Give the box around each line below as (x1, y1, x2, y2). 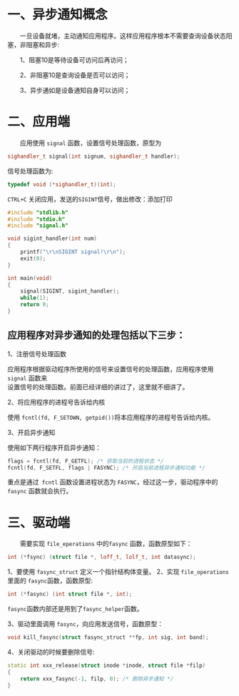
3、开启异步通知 (7, 428, 56, 436)
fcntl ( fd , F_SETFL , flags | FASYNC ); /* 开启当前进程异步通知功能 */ (7, 464, 205, 471)
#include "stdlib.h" (7, 208, 69, 216)
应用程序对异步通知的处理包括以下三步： (7, 329, 185, 341)
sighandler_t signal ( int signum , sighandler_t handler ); (7, 153, 180, 160)
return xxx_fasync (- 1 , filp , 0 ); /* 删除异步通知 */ (20, 675, 174, 682)
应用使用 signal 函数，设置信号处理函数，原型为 (20, 138, 162, 147)
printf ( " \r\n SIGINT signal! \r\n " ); (20, 248, 126, 256)
